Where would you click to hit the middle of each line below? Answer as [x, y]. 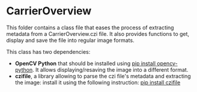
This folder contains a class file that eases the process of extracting [90, 27]
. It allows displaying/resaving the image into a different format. [110, 69]
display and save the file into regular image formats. [70, 40]
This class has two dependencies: [48, 51]
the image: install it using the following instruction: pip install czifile [98, 82]
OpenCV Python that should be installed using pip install [85, 63]
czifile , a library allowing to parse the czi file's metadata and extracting [103, 76]
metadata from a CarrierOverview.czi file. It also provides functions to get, [98, 33]
